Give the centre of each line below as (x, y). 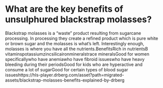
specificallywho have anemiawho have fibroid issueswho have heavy (75, 59)
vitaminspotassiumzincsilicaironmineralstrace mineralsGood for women (77, 54)
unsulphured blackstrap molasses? (79, 19)
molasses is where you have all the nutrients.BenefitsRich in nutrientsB (77, 49)
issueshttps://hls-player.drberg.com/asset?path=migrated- (65, 75)
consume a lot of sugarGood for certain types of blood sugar (67, 69)
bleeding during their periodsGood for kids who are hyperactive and (74, 64)
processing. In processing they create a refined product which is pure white (82, 38)
